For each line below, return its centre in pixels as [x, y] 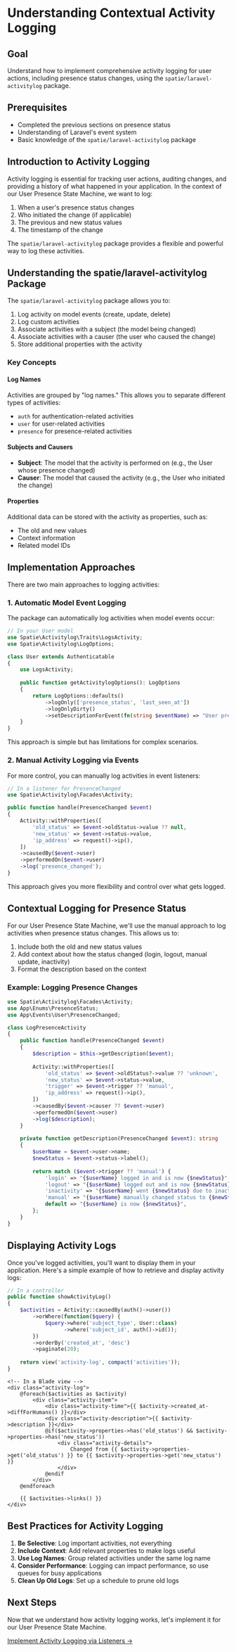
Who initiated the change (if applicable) [74, 214]
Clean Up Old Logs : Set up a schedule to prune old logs [98, 1580]
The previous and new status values [70, 222]
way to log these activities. [46, 250]
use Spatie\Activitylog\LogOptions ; [61, 644]
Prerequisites [37, 108]
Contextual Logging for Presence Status [97, 909]
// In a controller [36, 1291]
